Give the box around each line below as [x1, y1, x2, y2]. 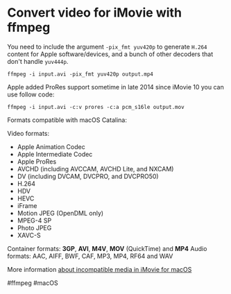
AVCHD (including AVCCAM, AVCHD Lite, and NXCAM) [17, 164, 174, 173]
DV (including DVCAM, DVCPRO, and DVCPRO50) [17, 172, 159, 180]
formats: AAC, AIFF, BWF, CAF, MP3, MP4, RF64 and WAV [7, 252, 173, 260]
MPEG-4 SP [17, 216, 52, 225]
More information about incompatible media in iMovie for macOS [7, 265, 192, 273]
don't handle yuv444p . [7, 57, 69, 65]
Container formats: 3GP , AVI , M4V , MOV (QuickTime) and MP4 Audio [7, 244, 207, 252]
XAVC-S [17, 231, 41, 239]
